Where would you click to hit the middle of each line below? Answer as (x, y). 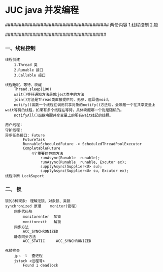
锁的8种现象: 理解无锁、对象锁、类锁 (38, 201)
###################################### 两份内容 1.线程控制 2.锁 (82, 25)
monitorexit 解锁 (42, 222)
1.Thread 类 (26, 65)
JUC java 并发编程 (42, 10)
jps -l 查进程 (28, 256)
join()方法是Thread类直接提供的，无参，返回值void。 (63, 100)
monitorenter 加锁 (42, 217)
